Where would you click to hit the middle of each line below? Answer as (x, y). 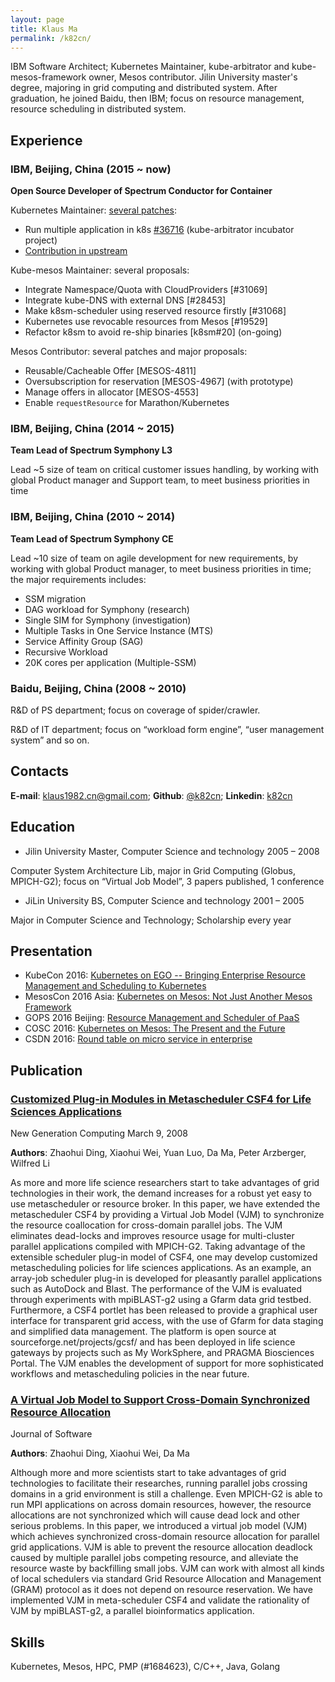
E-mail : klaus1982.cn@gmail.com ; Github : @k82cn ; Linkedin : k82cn (151, 795)
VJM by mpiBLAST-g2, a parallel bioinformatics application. (132, 1611)
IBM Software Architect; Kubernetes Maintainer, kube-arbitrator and (150, 67)
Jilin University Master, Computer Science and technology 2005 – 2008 (172, 851)
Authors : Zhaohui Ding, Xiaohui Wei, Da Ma (100, 1453)
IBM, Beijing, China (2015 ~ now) (91, 169)
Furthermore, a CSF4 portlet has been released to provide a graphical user (164, 1310)
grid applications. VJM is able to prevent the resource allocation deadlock (161, 1547)
